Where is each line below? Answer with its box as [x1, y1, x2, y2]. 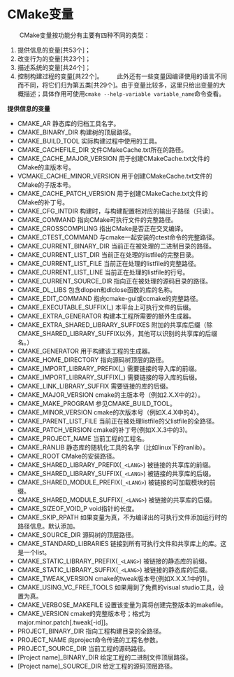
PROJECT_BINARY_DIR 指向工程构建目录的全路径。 [17, 627, 166, 635]
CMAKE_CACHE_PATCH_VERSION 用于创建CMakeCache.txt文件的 [17, 189, 208, 197]
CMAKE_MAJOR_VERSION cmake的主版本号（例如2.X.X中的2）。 [17, 390, 205, 399]
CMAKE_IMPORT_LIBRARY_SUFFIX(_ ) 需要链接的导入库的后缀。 [17, 372, 201, 382]
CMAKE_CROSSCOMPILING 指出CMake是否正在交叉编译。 [17, 224, 187, 232]
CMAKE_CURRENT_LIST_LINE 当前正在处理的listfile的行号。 [17, 267, 189, 277]
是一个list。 [17, 547, 51, 557]
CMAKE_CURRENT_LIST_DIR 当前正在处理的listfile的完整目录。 [17, 250, 198, 259]
